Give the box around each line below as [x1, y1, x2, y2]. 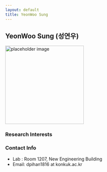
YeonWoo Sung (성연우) [5, 32, 79, 40]
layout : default [5, 7, 39, 13]
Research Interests [5, 131, 53, 138]
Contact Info [5, 144, 37, 151]
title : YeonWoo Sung [5, 12, 49, 17]
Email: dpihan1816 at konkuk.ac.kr [12, 161, 83, 167]
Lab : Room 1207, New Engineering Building [12, 156, 102, 162]
